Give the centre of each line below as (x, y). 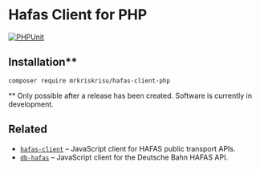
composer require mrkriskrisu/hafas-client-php (89, 81)
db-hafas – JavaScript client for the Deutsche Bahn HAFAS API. (124, 157)
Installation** (43, 62)
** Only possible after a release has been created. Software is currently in (130, 95)
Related (28, 130)
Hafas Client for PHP (78, 15)
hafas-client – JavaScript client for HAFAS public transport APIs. (128, 148)
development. (31, 104)
